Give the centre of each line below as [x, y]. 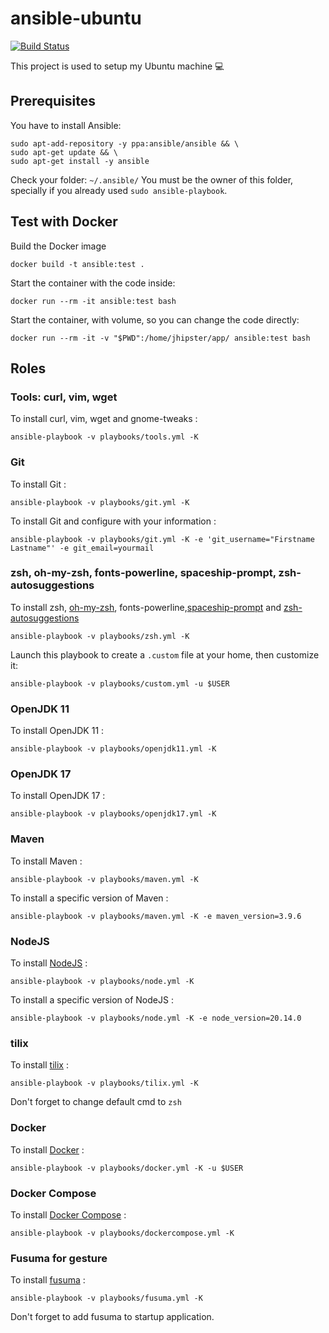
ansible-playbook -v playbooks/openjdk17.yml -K [113, 814]
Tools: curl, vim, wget [64, 397]
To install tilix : [39, 1065]
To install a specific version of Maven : [89, 898]
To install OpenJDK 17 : [58, 796]
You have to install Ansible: [66, 125]
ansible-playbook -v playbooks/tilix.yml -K [104, 1083]
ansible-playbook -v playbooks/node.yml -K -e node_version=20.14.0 [156, 1018]
